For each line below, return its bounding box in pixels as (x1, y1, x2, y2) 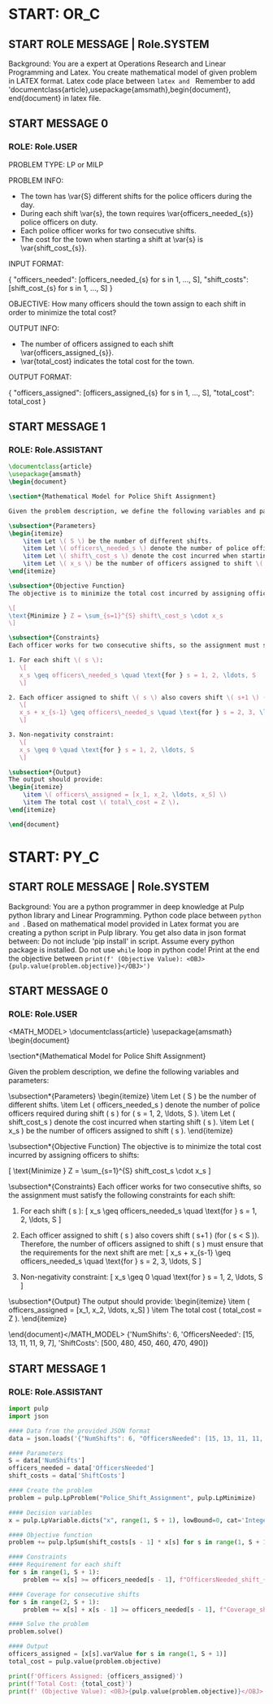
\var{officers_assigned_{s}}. (19, 347, 115, 358)
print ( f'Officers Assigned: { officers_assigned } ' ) (8, 1671, 184, 1680)
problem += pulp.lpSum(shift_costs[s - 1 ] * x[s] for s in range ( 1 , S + (8, 1538, 260, 1546)
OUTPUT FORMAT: (8, 371, 72, 382)
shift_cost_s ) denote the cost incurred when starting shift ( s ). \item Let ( (8, 1117, 254, 1127)
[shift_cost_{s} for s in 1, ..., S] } (8, 283, 113, 293)
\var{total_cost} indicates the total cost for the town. (19, 356, 195, 366)
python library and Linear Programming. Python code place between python (8, 910, 262, 920)
